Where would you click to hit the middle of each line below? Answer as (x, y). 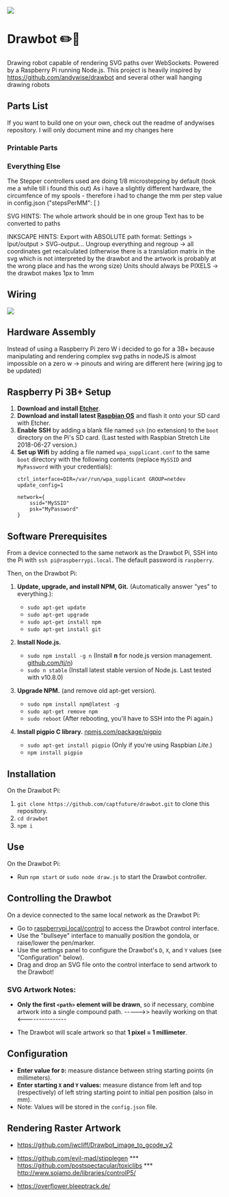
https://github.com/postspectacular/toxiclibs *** (85, 1165)
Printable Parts (32, 147)
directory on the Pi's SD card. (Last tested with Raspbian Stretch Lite (113, 438)
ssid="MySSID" (50, 504)
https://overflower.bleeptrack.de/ (64, 1186)
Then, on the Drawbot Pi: (42, 573)
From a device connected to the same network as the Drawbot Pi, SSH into (112, 553)
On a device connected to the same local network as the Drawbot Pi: (104, 915)
